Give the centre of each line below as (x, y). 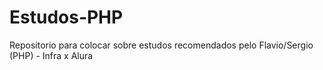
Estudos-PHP (66, 17)
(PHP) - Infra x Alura (51, 55)
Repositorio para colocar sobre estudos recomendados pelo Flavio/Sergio (161, 45)
